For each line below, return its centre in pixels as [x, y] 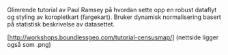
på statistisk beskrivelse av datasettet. [61, 24]
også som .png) [29, 44]
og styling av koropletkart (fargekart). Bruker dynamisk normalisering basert [114, 17]
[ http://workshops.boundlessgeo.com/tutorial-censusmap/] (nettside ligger [113, 37]
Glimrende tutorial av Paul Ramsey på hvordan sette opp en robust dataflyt [112, 10]
